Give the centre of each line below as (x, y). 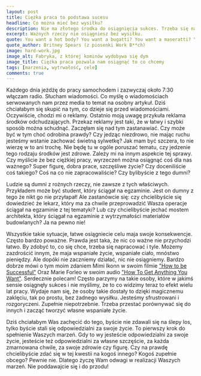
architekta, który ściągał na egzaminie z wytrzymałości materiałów (88, 216)
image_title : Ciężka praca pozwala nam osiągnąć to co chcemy (85, 62)
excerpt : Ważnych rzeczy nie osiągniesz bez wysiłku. (75, 34)
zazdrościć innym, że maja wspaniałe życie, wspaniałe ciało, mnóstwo (93, 253)
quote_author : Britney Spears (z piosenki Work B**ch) (76, 46)
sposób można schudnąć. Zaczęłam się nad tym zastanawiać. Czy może (96, 128)
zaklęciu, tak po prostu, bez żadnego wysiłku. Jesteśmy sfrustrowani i (93, 298)
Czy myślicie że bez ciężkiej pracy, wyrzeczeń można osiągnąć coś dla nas (99, 160)
